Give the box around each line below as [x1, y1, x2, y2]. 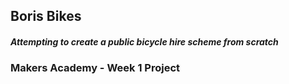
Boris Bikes [10, 8, 82, 25]
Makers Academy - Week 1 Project [10, 61, 181, 75]
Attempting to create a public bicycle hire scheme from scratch [10, 35, 279, 48]
